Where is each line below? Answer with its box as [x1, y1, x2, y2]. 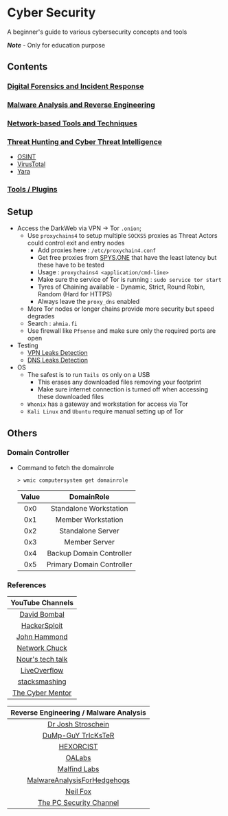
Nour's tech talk [16, 655, 68, 664]
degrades [27, 312, 55, 320]
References [7, 580, 47, 590]
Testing [16, 341, 39, 349]
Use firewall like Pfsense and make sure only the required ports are [27, 327, 216, 335]
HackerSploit [21, 621, 63, 631]
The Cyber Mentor [12, 688, 72, 697]
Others [7, 427, 38, 439]
